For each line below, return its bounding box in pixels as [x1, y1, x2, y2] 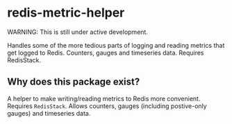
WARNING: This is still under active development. [7, 28, 148, 36]
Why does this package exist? [7, 76, 140, 88]
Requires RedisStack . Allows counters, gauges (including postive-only [7, 102, 207, 110]
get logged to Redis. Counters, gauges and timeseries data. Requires [7, 48, 204, 57]
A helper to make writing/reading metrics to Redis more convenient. [7, 94, 201, 103]
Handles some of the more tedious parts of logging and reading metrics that [7, 41, 225, 49]
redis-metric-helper [7, 5, 125, 21]
